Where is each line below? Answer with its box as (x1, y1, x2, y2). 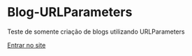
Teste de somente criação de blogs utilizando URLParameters (7, 27, 185, 36)
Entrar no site (7, 41, 46, 49)
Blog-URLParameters (7, 4, 133, 20)
